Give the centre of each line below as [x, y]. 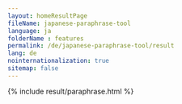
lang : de [22, 53]
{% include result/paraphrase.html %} [71, 91]
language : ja [30, 31]
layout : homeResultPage [48, 16]
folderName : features [46, 38]
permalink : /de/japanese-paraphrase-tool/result [91, 46]
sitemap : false [33, 69]
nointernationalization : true [59, 61]
